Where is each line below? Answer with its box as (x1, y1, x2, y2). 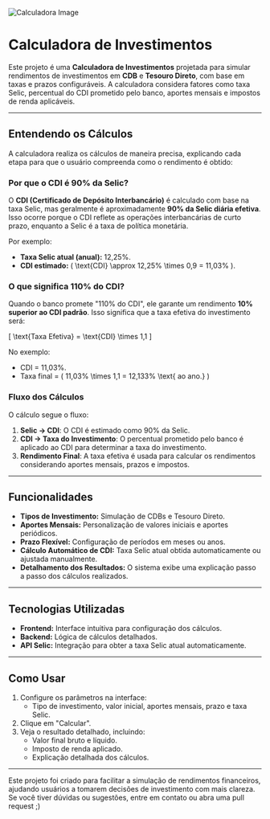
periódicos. (19, 529, 58, 538)
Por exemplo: (8, 237, 52, 247)
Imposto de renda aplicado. (31, 744, 123, 754)
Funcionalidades (8, 490, 94, 504)
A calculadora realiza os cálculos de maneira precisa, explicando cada (8, 149, 242, 158)
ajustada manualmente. (19, 555, 98, 564)
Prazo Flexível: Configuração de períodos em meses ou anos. (19, 537, 226, 547)
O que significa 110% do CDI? (8, 281, 125, 292)
